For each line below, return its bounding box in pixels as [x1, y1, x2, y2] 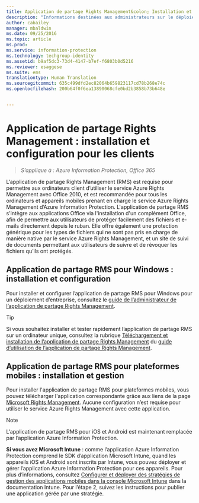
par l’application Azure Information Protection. [6, 434, 118, 442]
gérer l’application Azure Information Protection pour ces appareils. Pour [6, 465, 183, 472]
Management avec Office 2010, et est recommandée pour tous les [6, 190, 168, 198]
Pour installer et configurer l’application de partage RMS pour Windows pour [6, 289, 192, 297]
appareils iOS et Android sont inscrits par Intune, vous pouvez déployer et [6, 459, 187, 466]
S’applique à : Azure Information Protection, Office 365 [20, 167, 156, 174]
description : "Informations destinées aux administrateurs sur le [6, 14, 174, 20]
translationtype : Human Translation [6, 75, 97, 81]
